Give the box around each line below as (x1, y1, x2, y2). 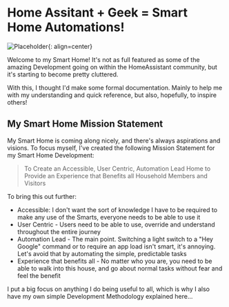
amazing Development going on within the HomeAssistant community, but (7, 63, 217, 71)
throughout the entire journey (17, 227, 101, 235)
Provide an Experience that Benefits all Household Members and (23, 171, 208, 180)
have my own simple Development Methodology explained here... (7, 292, 193, 300)
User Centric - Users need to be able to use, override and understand (17, 220, 215, 229)
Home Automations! (7, 19, 125, 35)
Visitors (23, 179, 46, 187)
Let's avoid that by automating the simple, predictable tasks (17, 249, 188, 257)
